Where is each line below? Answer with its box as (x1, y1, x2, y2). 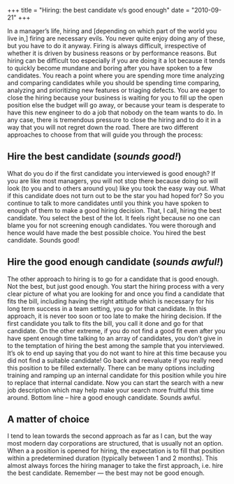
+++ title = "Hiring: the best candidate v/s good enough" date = (7, 6, 190, 14)
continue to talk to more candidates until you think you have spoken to (7, 199, 210, 207)
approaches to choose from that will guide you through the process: (7, 130, 203, 139)
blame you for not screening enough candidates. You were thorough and (7, 221, 217, 229)
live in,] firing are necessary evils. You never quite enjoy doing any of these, (7, 34, 226, 43)
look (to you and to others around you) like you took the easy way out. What (7, 184, 226, 192)
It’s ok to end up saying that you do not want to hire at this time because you (7, 349, 227, 357)
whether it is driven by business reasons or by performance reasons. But (7, 49, 217, 57)
